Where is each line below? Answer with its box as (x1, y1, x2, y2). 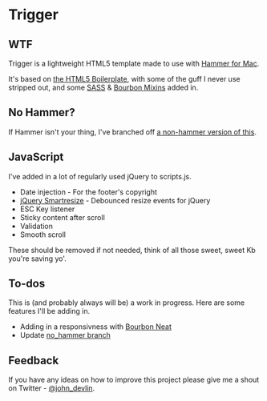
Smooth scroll (19, 230, 67, 239)
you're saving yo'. (8, 254, 67, 263)
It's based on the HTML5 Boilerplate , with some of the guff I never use (8, 74, 241, 83)
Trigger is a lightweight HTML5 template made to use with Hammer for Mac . (8, 58, 260, 68)
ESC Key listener (19, 204, 75, 214)
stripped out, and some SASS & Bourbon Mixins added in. (8, 82, 199, 92)
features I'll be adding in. (8, 307, 91, 316)
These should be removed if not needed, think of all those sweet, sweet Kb (8, 245, 257, 255)
